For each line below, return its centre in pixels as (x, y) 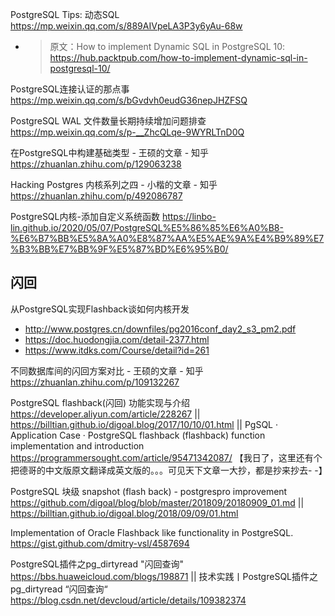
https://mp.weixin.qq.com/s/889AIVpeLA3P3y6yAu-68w (126, 26)
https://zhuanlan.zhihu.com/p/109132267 (95, 382)
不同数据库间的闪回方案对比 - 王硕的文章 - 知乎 (107, 370)
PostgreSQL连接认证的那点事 (70, 89)
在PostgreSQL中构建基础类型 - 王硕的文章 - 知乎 (110, 152)
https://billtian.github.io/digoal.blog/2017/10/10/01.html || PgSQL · (144, 424)
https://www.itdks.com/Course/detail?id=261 (117, 350)
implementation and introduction (77, 445)
